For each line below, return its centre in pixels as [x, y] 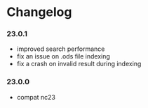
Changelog [39, 12]
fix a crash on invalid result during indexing [79, 64]
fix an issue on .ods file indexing [63, 56]
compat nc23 [36, 97]
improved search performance [61, 49]
